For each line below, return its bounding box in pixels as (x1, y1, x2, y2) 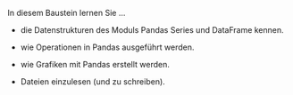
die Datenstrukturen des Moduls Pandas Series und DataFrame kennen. (20, 25, 284, 35)
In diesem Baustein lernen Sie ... (7, 8, 126, 18)
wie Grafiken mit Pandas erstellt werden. (20, 59, 171, 69)
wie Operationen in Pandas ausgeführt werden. (20, 42, 195, 52)
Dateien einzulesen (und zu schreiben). (20, 76, 165, 87)
